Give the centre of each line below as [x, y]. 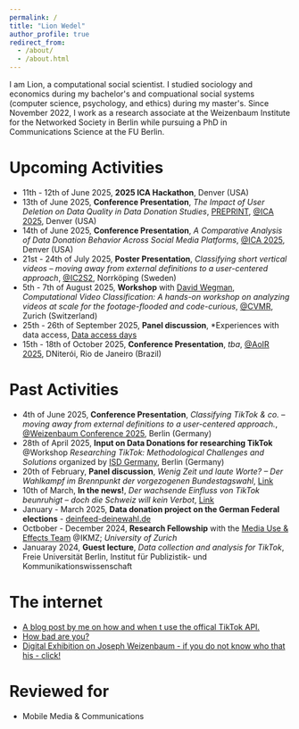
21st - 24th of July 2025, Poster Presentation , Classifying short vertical [154, 259]
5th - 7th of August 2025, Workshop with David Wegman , [128, 287]
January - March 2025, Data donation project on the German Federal [151, 509]
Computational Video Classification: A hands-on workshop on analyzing [156, 296]
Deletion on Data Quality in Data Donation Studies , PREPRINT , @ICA [148, 211]
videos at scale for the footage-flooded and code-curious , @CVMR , [148, 306]
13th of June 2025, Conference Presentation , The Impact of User [143, 202]
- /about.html [43, 59]
